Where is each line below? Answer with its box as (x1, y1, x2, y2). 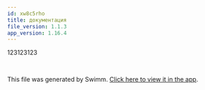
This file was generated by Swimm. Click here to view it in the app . (7, 75, 199, 84)
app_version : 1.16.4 (7, 29, 68, 37)
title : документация (7, 17, 68, 24)
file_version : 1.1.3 (7, 23, 68, 30)
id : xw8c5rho (7, 10, 45, 17)
